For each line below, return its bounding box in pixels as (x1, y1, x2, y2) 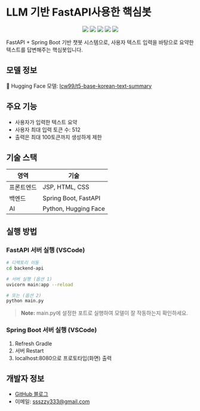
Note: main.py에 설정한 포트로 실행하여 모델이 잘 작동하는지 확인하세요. (20, 309, 188, 317)
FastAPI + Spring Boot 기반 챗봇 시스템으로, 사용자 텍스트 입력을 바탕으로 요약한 (6, 38, 194, 45)
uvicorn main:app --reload (6, 281, 73, 287)
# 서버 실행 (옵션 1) (6, 276, 53, 282)
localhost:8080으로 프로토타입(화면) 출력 (14, 354, 112, 361)
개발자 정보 (6, 374, 45, 384)
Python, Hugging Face (42, 204, 106, 213)
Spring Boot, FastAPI (42, 194, 101, 203)
